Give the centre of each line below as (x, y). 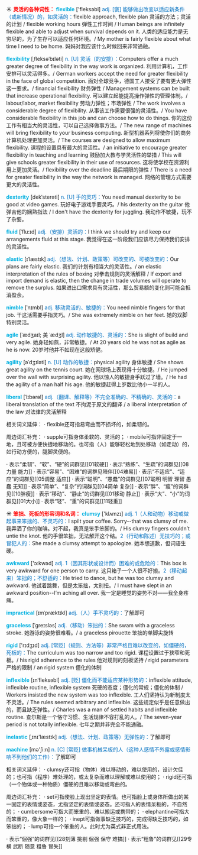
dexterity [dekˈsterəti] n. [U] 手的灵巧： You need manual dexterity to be (94, 197)
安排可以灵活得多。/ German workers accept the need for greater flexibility (97, 74)
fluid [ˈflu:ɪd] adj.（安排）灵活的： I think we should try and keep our (89, 232)
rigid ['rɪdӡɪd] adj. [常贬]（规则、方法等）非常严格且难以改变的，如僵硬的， (98, 645)
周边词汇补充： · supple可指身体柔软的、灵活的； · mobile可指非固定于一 (94, 437)
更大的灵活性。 (24, 184)
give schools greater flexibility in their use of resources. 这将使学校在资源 (95, 162)
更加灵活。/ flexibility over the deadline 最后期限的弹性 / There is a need (104, 170)
